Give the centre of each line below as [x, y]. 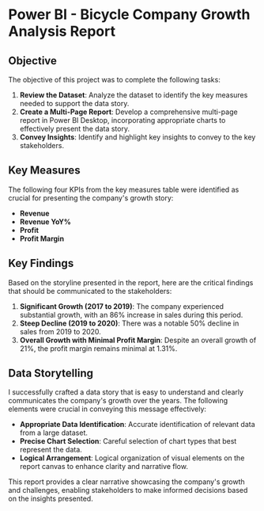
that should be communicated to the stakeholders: [90, 291]
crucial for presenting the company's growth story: [91, 198]
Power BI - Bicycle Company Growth [129, 15]
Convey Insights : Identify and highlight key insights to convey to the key [138, 137]
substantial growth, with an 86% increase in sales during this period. [131, 315]
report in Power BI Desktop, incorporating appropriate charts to [123, 120]
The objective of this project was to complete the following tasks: [115, 80]
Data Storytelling [51, 374]
